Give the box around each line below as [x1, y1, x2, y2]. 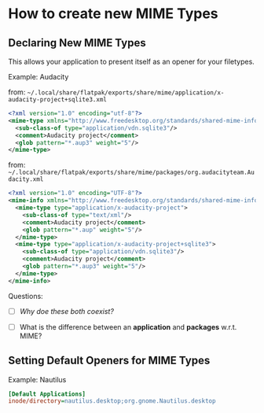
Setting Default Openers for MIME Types [8, 354, 211, 367]
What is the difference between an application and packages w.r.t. [19, 322, 237, 331]
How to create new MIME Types [8, 5, 218, 23]
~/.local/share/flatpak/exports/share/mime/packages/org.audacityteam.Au [8, 168, 255, 177]
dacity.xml [8, 175, 44, 183]
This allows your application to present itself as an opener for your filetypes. [8, 57, 255, 66]
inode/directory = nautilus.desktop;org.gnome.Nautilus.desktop [8, 397, 216, 405]
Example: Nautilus [8, 374, 67, 384]
